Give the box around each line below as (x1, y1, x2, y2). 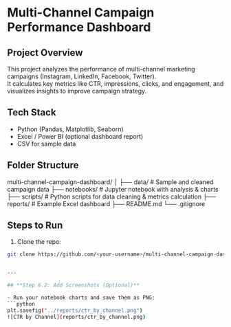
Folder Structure (7, 159, 79, 171)
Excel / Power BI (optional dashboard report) (16, 132, 144, 140)
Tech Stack (7, 106, 56, 118)
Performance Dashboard (7, 19, 151, 35)
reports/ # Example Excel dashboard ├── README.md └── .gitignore (7, 199, 206, 207)
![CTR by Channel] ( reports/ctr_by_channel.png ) (7, 313, 146, 320)
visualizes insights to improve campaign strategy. (7, 87, 147, 95)
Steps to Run (7, 220, 63, 232)
